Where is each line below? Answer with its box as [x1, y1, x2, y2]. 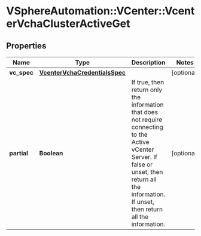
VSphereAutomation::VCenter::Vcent [6, 4, 195, 18]
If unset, [131, 198, 154, 206]
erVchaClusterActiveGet [6, 17, 130, 30]
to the [131, 130, 148, 139]
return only [131, 85, 163, 94]
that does [131, 108, 159, 116]
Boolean [39, 149, 63, 157]
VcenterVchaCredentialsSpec [39, 69, 126, 76]
